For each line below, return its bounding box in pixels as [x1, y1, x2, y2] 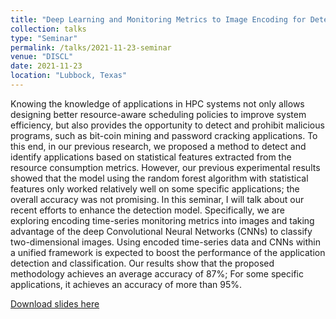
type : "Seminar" [10, 33, 78, 43]
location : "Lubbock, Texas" [10, 71, 128, 81]
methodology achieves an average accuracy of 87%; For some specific [10, 267, 304, 280]
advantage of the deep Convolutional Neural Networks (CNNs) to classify [10, 225, 313, 237]
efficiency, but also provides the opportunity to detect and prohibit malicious [10, 119, 325, 131]
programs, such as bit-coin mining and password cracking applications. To [10, 129, 318, 141]
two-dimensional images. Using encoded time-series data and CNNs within [10, 236, 322, 248]
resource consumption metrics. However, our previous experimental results [10, 161, 321, 173]
